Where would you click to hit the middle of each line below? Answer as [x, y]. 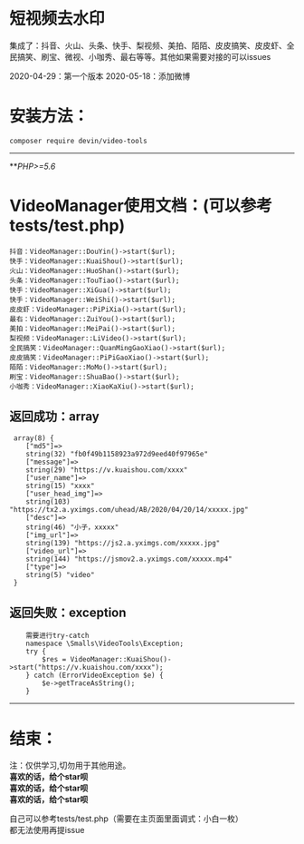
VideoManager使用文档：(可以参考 [141, 206]
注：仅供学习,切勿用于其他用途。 [70, 765]
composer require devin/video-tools [78, 141]
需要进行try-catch [57, 636]
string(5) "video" [60, 574]
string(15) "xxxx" [60, 486]
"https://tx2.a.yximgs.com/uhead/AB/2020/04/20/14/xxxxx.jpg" [129, 509]
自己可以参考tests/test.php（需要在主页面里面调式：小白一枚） [126, 819]
